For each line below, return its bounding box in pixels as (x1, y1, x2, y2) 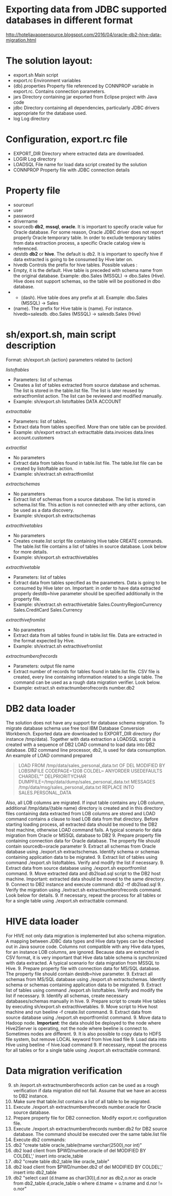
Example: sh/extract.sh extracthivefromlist (13, 643, 103, 649)
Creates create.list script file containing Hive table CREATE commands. (13, 538, 163, 544)
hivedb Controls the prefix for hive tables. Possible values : (13, 262, 138, 268)
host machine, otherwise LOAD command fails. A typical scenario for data (6, 827, 162, 833)
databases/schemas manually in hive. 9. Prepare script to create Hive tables (6, 998, 166, 1004)
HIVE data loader (6, 915, 79, 927)
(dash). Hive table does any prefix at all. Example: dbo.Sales (20, 294, 148, 301)
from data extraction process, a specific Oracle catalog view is (13, 240, 145, 246)
